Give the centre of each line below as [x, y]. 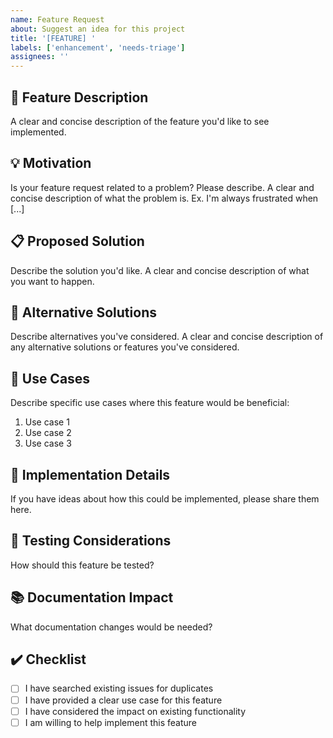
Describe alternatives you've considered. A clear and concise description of [167, 337]
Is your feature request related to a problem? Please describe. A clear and [162, 187]
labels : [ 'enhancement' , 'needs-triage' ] [98, 47]
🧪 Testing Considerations [91, 541]
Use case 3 [48, 443]
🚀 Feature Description [79, 97]
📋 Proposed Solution [77, 241]
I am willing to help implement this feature [111, 722]
